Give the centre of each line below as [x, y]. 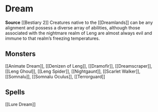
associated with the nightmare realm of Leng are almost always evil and [79, 33]
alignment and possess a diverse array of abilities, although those [73, 27]
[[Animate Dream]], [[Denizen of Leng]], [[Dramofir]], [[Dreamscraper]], [79, 66]
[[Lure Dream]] [20, 104]
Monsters [20, 54]
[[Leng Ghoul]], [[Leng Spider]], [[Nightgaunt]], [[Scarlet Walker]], [73, 71]
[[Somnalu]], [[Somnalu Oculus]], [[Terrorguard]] [55, 76]
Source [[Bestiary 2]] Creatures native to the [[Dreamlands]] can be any [79, 22]
